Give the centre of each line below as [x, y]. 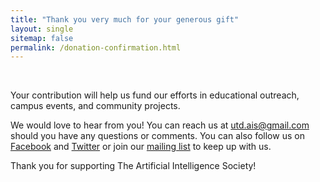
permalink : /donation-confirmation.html [96, 47]
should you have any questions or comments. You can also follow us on [157, 136]
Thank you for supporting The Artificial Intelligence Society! [133, 166]
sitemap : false [42, 38]
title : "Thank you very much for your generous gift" [125, 19]
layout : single [42, 29]
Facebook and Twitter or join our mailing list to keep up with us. [141, 147]
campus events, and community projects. [95, 106]
